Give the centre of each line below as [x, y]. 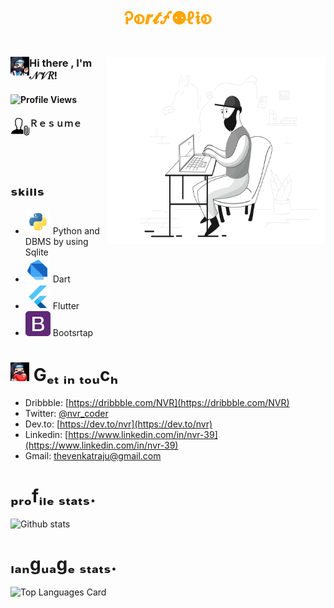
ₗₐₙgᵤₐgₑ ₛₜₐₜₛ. [64, 564]
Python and [76, 230]
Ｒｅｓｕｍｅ [55, 124]
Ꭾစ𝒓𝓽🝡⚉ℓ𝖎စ [168, 18]
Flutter [66, 305]
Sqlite [36, 252]
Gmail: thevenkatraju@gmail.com [93, 455]
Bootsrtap [73, 332]
